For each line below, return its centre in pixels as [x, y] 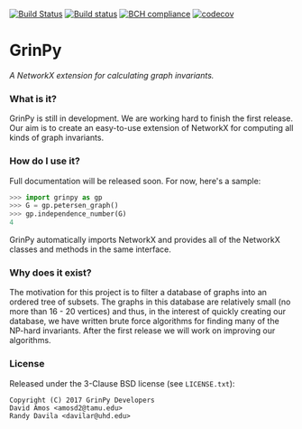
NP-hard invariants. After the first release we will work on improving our [142, 331]
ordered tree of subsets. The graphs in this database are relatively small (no [150, 302]
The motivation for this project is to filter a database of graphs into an [138, 293]
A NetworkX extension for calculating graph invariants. [112, 75]
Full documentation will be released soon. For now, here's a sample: [135, 181]
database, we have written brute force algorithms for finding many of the [144, 322]
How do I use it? [45, 161]
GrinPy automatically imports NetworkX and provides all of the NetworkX [145, 240]
